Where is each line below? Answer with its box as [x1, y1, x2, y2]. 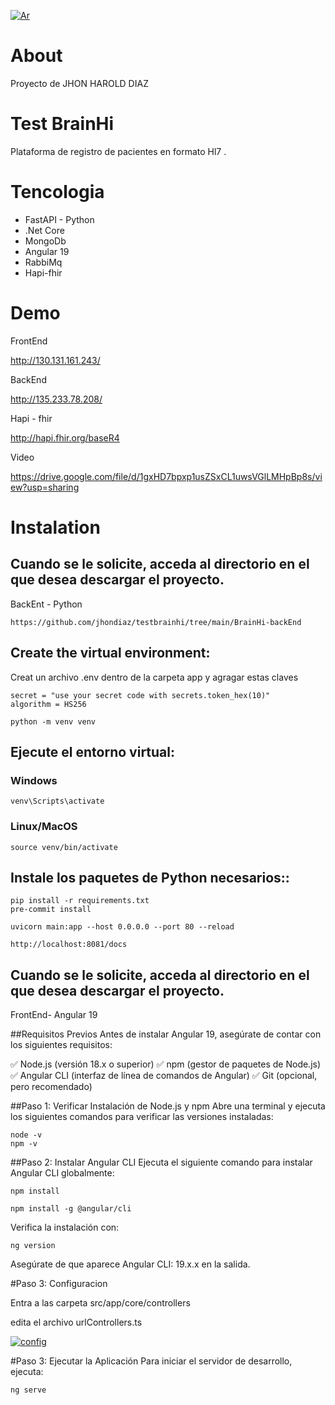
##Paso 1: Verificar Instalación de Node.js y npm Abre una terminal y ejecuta [10, 1100, 326, 1112]
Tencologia [10, 181, 105, 204]
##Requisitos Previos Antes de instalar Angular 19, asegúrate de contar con [10, 1028, 322, 1040]
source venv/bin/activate [10, 842, 118, 852]
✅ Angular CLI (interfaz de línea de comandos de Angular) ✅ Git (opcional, [10, 1070, 318, 1082]
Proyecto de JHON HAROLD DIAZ [10, 77, 149, 89]
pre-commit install [10, 905, 92, 915]
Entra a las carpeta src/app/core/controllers [10, 1297, 191, 1309]
